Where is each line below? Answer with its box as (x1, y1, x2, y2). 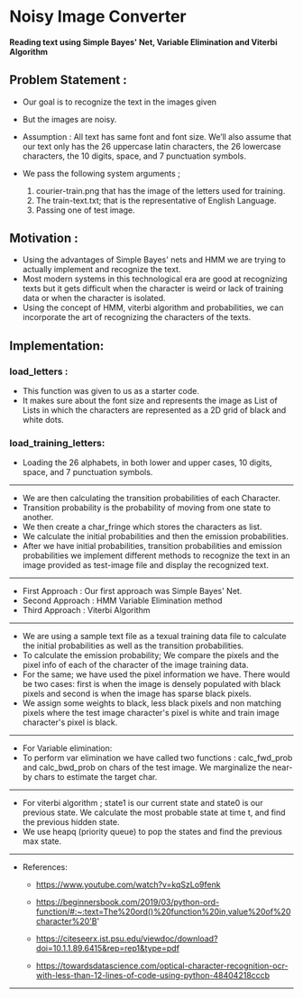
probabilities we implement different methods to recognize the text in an (22, 550, 290, 561)
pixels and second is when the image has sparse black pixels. (22, 688, 252, 700)
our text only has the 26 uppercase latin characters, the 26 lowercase (22, 141, 281, 151)
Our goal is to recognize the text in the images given (22, 96, 217, 107)
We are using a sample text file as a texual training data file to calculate (22, 631, 287, 642)
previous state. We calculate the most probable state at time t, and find (22, 807, 286, 818)
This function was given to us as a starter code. (22, 386, 200, 397)
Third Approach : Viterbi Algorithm (22, 605, 151, 616)
